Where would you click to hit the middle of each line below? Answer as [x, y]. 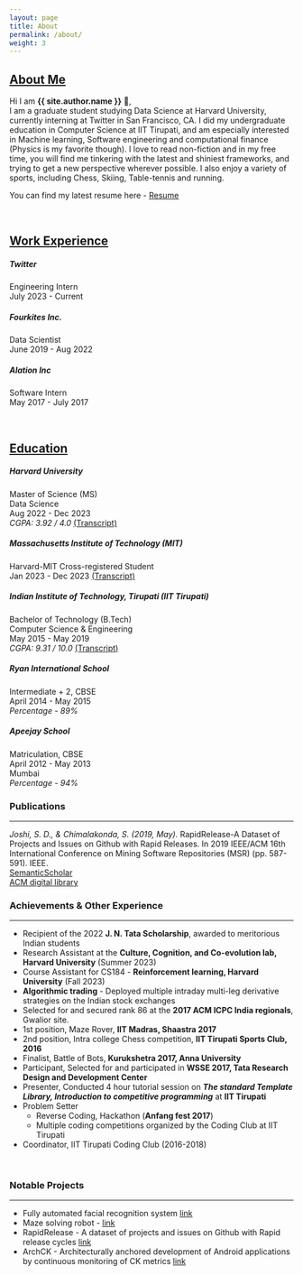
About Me [37, 79]
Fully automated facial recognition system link [107, 1214]
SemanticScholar [41, 873]
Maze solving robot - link [69, 1223]
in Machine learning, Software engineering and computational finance [139, 140]
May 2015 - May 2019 [50, 638]
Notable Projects [47, 1186]
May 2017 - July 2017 [49, 402]
